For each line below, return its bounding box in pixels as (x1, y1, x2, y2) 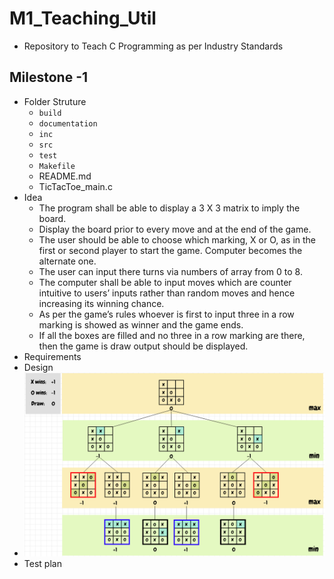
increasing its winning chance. (38, 297, 165, 309)
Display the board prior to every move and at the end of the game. (38, 223, 312, 235)
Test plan (23, 558, 62, 570)
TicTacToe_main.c (38, 180, 113, 192)
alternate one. (38, 255, 97, 267)
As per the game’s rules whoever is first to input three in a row (38, 308, 295, 320)
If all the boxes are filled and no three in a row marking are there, (38, 329, 306, 341)
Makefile (38, 161, 76, 171)
